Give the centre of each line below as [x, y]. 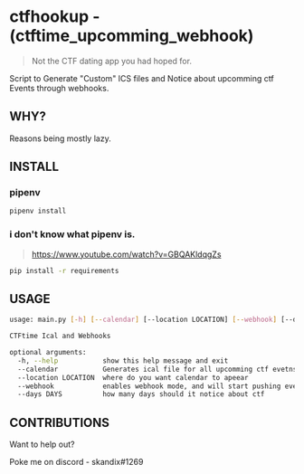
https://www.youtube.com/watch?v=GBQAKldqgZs [126, 254]
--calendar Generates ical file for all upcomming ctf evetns [157, 369]
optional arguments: [48, 353]
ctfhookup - [55, 17]
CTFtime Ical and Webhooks [60, 337]
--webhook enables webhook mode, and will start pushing [149, 386]
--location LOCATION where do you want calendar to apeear [133, 377]
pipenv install [38, 211]
